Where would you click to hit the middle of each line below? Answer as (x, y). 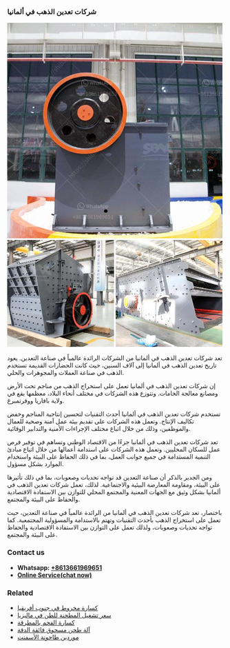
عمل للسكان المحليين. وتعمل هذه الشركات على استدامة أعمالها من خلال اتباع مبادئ (114, 449)
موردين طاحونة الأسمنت (48, 637)
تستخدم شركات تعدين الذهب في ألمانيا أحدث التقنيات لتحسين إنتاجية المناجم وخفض (114, 414)
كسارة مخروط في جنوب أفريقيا (57, 607)
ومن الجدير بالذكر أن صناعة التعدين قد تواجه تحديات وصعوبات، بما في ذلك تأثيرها (109, 477)
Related (20, 593)
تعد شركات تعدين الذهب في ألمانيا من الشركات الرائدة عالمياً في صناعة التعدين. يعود (115, 358)
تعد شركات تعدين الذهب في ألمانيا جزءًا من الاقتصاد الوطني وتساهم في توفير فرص (113, 442)
